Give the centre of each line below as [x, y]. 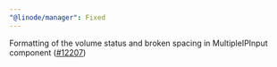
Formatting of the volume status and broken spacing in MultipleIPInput [138, 43]
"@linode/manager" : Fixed [57, 17]
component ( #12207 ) [48, 52]
